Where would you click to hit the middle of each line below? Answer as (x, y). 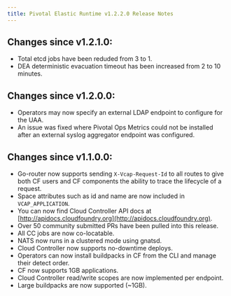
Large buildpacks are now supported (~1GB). (82, 286)
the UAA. (30, 120)
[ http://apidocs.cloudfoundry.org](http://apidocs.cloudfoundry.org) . (115, 218)
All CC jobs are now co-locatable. (66, 233)
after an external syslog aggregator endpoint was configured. (106, 135)
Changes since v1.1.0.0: (60, 157)
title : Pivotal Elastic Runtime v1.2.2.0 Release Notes (90, 14)
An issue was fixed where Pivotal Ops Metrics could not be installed (115, 127)
